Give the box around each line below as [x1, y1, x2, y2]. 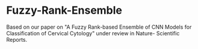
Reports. [6, 36, 28, 43]
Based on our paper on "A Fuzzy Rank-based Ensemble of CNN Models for [6, 23, 192, 30]
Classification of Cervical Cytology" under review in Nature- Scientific [6, 29, 180, 36]
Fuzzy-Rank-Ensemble [6, 4, 122, 17]
